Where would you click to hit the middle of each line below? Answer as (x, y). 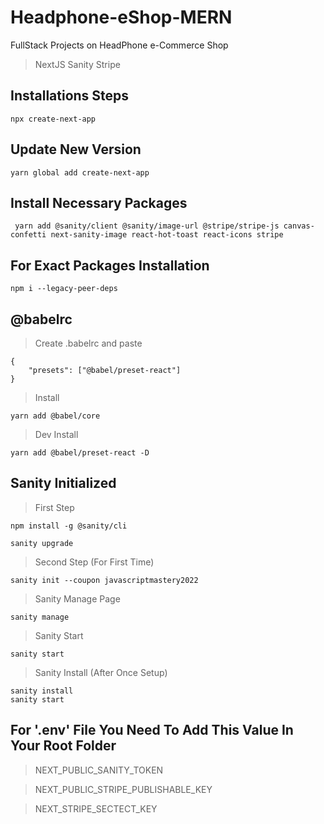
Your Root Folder (63, 746)
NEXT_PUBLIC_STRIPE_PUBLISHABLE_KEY (123, 789)
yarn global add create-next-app (80, 172)
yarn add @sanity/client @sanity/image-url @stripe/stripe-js (147, 226)
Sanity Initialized (63, 483)
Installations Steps (70, 96)
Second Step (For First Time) (94, 562)
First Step (54, 507)
